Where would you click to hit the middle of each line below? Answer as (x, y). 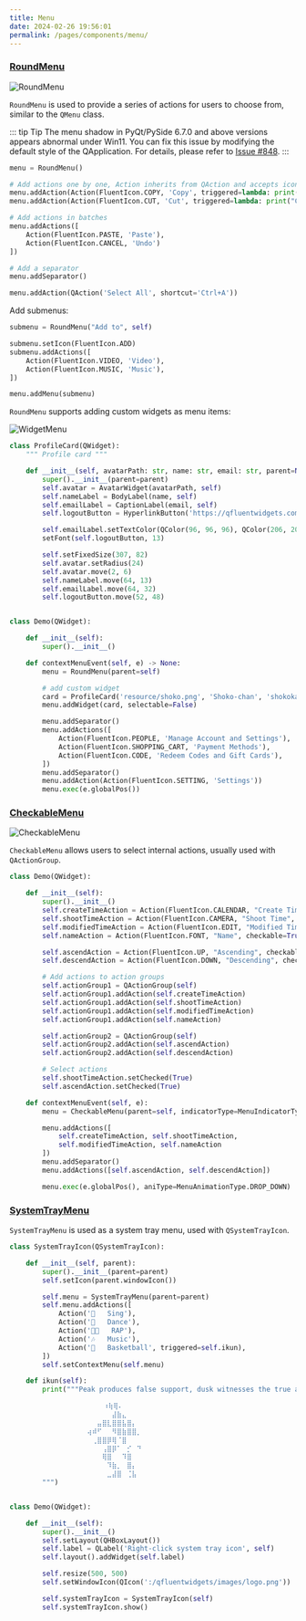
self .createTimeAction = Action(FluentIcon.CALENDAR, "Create (163, 910)
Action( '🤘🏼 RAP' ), (97, 1331)
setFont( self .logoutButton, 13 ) (104, 539)
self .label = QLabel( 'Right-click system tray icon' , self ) (158, 1549)
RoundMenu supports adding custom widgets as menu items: (120, 412)
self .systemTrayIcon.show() (95, 1607)
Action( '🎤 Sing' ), (97, 1314)
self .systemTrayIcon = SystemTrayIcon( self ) (128, 1598)
